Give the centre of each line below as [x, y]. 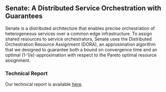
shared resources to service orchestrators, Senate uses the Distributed [78, 39]
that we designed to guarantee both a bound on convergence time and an [81, 49]
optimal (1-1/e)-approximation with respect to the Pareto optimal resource [81, 55]
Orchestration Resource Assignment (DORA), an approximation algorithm [80, 44]
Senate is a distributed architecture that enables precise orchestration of [80, 28]
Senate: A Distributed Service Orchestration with [83, 8]
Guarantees [24, 16]
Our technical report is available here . [44, 84]
